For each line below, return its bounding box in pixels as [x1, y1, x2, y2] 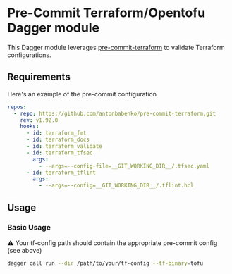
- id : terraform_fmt [25, 130, 87, 137]
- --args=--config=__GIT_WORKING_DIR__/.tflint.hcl [38, 182, 194, 189]
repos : [7, 104, 27, 111]
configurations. [7, 51, 51, 59]
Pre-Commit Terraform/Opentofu [7, 5, 206, 21]
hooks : [20, 123, 39, 130]
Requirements [7, 71, 71, 83]
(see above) [7, 246, 42, 254]
